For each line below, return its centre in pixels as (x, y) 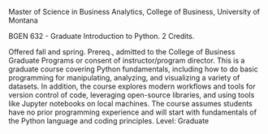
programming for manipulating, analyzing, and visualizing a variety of (124, 78)
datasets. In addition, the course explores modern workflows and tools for (132, 86)
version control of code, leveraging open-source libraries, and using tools (132, 95)
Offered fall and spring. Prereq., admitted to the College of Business (122, 52)
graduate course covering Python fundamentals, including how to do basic (133, 69)
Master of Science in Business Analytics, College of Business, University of (134, 12)
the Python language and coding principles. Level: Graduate (109, 121)
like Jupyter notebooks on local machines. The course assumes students (131, 104)
